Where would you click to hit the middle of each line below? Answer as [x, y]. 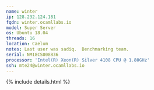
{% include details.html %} [38, 82]
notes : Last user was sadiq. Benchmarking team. [68, 49]
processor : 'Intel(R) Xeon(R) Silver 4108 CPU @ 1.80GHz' [78, 60]
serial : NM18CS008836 [32, 55]
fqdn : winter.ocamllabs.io [39, 22]
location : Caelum [27, 44]
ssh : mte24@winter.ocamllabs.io [45, 65]
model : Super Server [31, 28]
